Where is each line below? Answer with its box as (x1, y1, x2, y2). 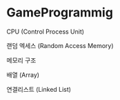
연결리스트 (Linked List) (6, 85, 72, 93)
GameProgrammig (6, 5, 113, 21)
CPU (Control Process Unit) (6, 27, 84, 36)
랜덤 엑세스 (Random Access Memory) (6, 41, 114, 49)
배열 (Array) (6, 71, 39, 79)
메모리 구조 (6, 56, 37, 64)
